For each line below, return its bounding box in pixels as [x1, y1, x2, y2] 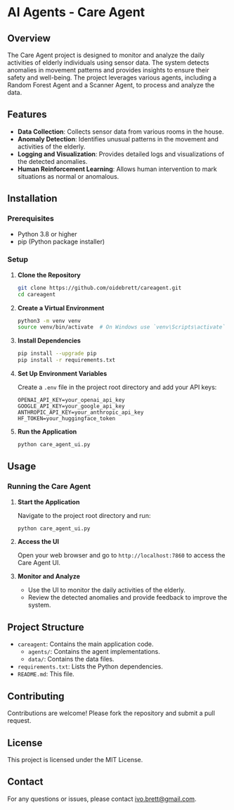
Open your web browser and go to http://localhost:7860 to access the [17, 551, 226, 559]
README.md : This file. [17, 670, 75, 678]
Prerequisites [7, 214, 54, 224]
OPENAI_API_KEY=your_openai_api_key [17, 397, 125, 404]
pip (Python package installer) [17, 237, 105, 246]
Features [7, 108, 47, 120]
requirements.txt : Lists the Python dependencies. [17, 662, 163, 671]
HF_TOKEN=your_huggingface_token [17, 415, 116, 422]
